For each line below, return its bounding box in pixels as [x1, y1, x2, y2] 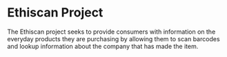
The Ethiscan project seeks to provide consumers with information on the [7, 27, 216, 36]
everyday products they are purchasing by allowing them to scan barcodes [7, 34, 220, 43]
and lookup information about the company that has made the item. [7, 42, 199, 50]
